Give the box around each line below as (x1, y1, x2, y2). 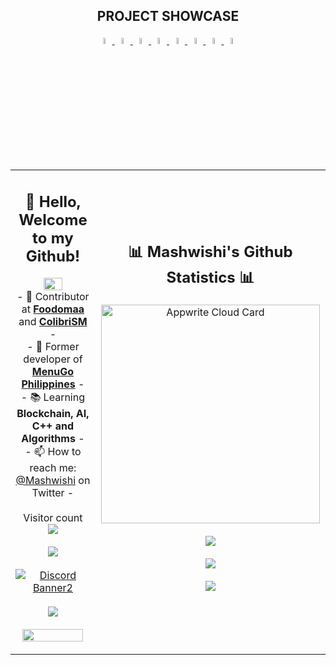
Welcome (18, 210, 88, 229)
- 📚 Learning (20, 390, 85, 404)
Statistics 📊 (166, 267, 255, 287)
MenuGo (31, 364, 75, 378)
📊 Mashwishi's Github (128, 242, 293, 261)
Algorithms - (21, 431, 85, 445)
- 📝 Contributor (16, 289, 90, 303)
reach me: (29, 460, 77, 474)
